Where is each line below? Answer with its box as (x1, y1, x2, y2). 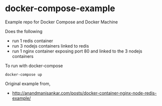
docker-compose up (5, 72, 42, 77)
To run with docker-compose (5, 63, 63, 69)
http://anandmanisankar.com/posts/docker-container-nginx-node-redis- (12, 90, 157, 96)
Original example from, (5, 81, 51, 87)
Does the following (5, 28, 43, 34)
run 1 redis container (12, 37, 53, 44)
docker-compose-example (5, 3, 115, 14)
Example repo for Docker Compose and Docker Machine (5, 19, 118, 25)
